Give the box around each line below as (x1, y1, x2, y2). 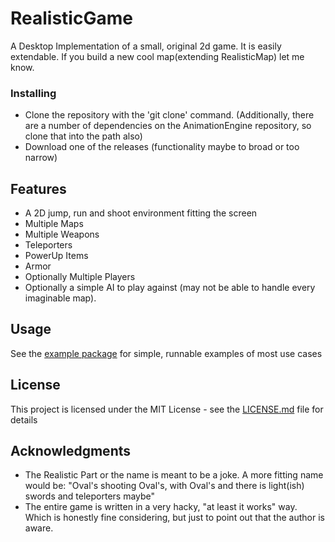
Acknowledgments (10, 443, 132, 460)
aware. (24, 522, 54, 534)
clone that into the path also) (24, 130, 143, 142)
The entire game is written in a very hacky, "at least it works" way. (24, 501, 298, 513)
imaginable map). (24, 292, 97, 304)
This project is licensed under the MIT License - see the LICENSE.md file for (10, 403, 324, 415)
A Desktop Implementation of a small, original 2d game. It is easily (10, 40, 282, 52)
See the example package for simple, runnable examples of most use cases (10, 347, 323, 359)
